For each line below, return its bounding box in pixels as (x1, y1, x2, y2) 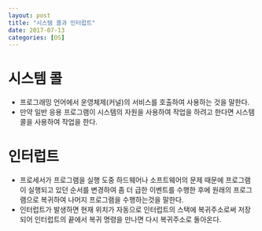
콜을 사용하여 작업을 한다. (19, 117, 98, 127)
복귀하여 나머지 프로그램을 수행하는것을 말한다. (40, 195, 184, 205)
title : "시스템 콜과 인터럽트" (8, 19, 96, 27)
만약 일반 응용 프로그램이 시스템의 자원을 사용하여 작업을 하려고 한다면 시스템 (19, 107, 256, 117)
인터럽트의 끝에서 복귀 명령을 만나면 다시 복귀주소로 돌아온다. (34, 214, 222, 225)
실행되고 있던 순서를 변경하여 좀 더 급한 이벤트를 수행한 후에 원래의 (28, 185, 232, 195)
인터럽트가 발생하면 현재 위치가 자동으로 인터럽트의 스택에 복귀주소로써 (19, 205, 237, 214)
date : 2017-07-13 (8, 26, 65, 34)
